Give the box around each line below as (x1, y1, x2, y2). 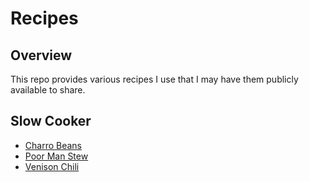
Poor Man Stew (24, 150, 89, 162)
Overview (10, 47, 73, 64)
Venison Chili (24, 160, 80, 172)
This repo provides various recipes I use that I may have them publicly (10, 73, 299, 85)
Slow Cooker (10, 113, 92, 130)
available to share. (10, 84, 86, 96)
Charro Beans (24, 139, 83, 151)
